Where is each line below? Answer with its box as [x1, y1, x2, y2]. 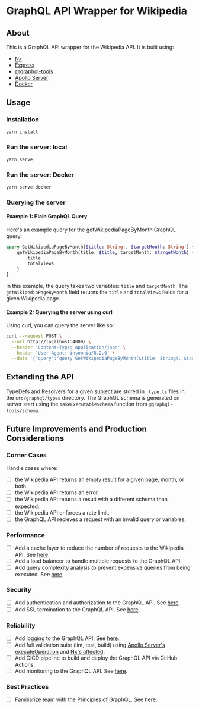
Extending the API [6, 372, 74, 382]
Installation [6, 115, 40, 124]
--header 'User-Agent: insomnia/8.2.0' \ [11, 350, 115, 356]
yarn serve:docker [6, 184, 52, 190]
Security [6, 586, 31, 594]
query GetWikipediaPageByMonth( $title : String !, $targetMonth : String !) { [6, 244, 195, 250]
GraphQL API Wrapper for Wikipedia [6, 4, 188, 18]
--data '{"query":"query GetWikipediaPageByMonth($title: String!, [11, 355, 182, 361]
